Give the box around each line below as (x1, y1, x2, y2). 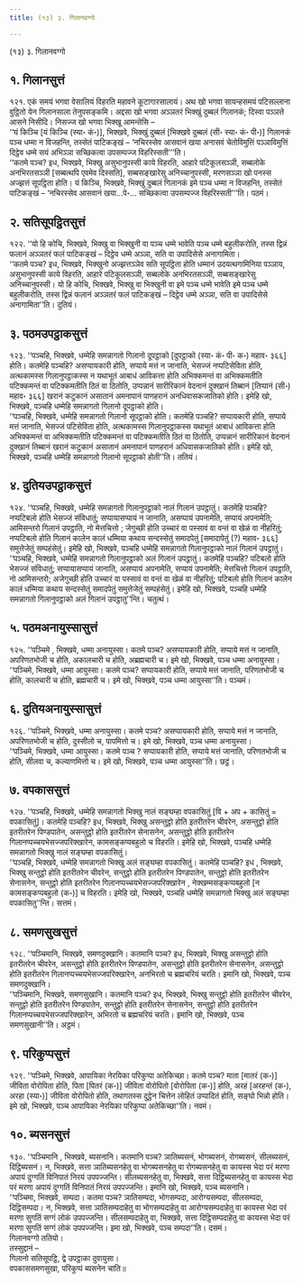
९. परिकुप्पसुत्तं (9, 1046, 70, 1061)
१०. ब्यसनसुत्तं (9, 1127, 70, 1142)
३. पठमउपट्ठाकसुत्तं (9, 326, 88, 341)
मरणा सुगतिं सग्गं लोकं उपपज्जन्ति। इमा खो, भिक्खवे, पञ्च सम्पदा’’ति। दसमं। (9, 1222, 228, 1232)
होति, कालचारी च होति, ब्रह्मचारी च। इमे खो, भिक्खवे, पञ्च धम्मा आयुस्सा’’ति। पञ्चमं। (9, 674, 252, 686)
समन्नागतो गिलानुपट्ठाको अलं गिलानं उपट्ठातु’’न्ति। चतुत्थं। (9, 593, 169, 605)
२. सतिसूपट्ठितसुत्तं (9, 214, 86, 230)
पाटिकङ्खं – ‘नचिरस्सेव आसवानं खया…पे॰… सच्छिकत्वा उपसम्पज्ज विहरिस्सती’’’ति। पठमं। (9, 188, 270, 198)
